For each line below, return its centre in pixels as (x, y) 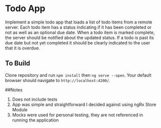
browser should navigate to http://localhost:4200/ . (58, 80)
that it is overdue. (22, 48)
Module (20, 109)
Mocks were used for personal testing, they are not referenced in (77, 115)
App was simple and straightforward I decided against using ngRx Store (84, 104)
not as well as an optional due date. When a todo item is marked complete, (80, 32)
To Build (18, 63)
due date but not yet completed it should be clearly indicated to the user (78, 43)
